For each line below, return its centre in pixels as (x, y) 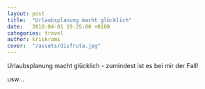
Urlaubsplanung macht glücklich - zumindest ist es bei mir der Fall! (103, 66)
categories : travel (35, 33)
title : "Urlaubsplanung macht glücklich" (69, 20)
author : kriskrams (34, 40)
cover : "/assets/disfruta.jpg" (54, 46)
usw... (16, 79)
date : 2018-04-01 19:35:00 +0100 (59, 26)
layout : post (26, 14)
